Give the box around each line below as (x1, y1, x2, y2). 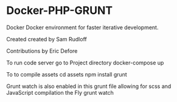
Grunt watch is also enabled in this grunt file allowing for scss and (6, 83, 172, 90)
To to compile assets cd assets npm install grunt (6, 70, 128, 78)
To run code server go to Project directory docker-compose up (6, 59, 164, 66)
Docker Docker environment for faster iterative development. (6, 24, 159, 31)
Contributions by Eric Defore (6, 47, 78, 55)
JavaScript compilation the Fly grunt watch (6, 89, 114, 96)
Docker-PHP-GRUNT (6, 4, 113, 18)
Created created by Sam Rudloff (6, 35, 87, 42)
